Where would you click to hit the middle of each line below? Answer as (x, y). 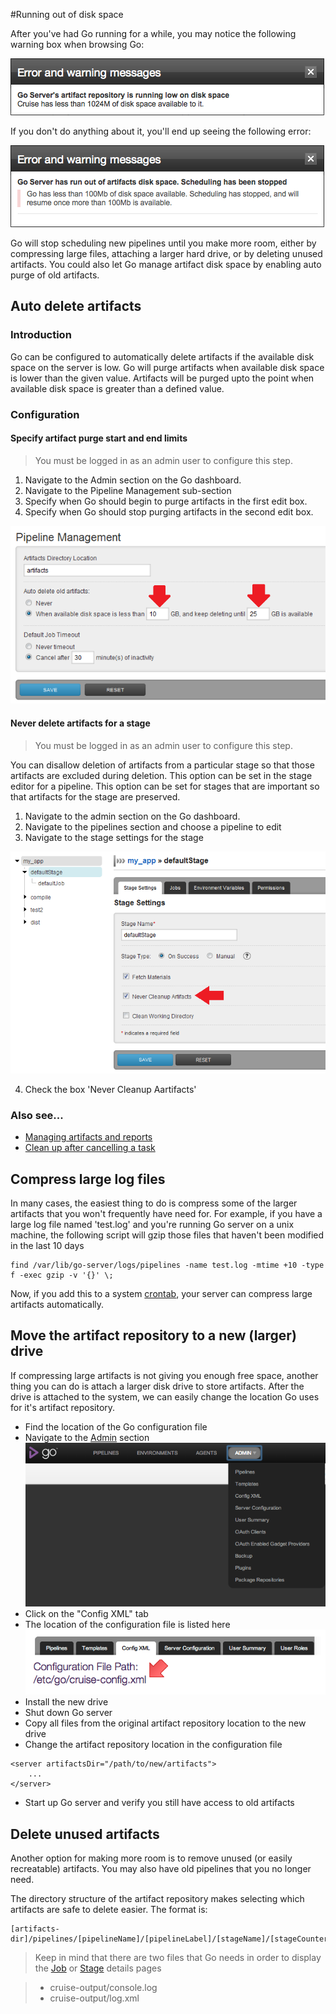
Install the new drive (66, 1702)
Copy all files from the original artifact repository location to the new (165, 1723)
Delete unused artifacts (85, 1834)
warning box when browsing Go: (77, 44)
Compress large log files (88, 1179)
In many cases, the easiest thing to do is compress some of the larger (154, 1203)
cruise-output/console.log (103, 1988)
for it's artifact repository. (63, 1407)
